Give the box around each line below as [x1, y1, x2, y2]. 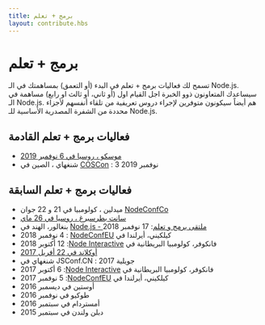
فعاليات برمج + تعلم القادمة [8, 130, 130, 144]
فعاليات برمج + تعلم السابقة [8, 183, 132, 197]
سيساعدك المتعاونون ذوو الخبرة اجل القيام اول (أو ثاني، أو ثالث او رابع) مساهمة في [8, 90, 257, 99]
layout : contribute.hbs [8, 19, 89, 27]
